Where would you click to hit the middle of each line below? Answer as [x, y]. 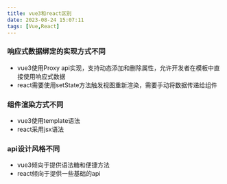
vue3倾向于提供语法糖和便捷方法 [63, 165]
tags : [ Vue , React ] [33, 26]
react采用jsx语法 [40, 129]
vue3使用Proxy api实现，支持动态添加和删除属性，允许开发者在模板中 [116, 68]
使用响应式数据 [44, 76]
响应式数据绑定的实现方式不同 [57, 51]
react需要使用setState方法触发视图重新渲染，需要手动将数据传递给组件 [117, 85]
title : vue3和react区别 [39, 13]
